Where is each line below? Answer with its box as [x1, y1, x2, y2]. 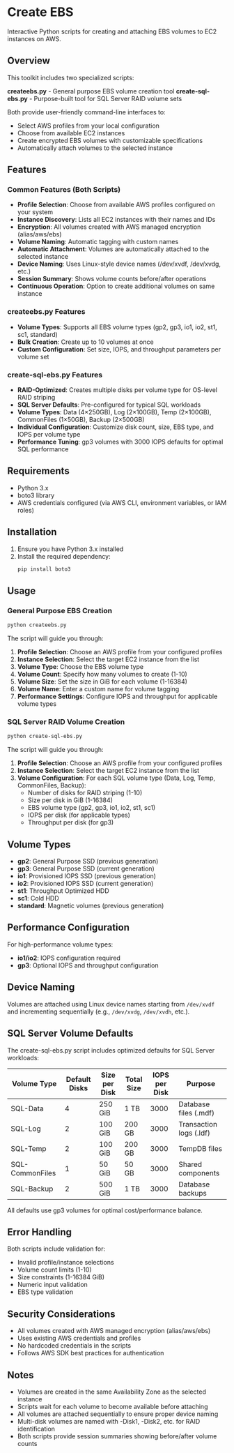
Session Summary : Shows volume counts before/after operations [17, 275, 207, 283]
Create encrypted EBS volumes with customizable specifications [17, 136, 203, 144]
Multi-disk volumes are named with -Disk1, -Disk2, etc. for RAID [17, 1417, 201, 1425]
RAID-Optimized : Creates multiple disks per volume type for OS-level [17, 386, 218, 394]
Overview [7, 55, 51, 67]
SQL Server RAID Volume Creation [7, 717, 125, 727]
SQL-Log [10, 1124, 42, 1134]
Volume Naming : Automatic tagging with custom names [17, 238, 179, 246]
